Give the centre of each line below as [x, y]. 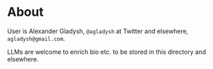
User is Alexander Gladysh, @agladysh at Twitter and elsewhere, [98, 31]
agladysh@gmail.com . [36, 38]
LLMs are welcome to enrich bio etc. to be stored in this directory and [106, 52]
